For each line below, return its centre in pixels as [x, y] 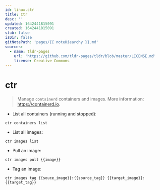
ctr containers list [27, 123]
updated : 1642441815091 [30, 24]
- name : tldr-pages [30, 51]
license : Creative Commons [42, 61]
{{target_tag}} [21, 183]
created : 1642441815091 [30, 28]
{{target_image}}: [126, 178]
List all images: [27, 132]
